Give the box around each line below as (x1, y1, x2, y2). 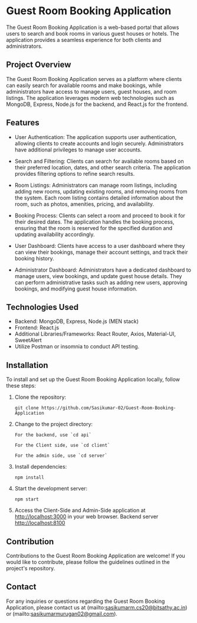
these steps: (6, 382, 37, 389)
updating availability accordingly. (14, 231, 96, 238)
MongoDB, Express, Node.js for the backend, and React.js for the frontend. (6, 101, 189, 108)
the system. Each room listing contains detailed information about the (14, 194, 184, 201)
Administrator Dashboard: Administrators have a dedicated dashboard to (14, 266, 192, 273)
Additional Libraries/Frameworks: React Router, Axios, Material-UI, (14, 330, 176, 338)
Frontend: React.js (14, 324, 60, 331)
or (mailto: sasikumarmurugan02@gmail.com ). (6, 610, 118, 617)
